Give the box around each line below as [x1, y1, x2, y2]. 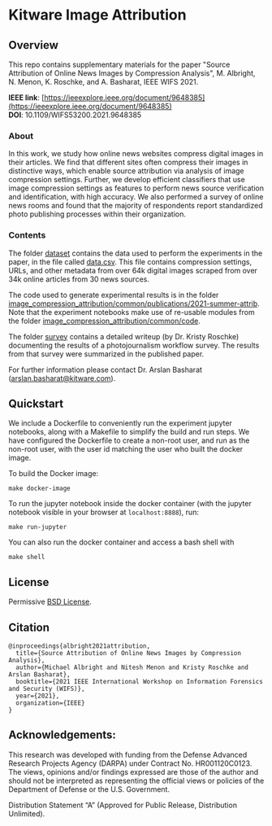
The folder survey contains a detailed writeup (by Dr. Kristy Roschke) [8, 331, 240, 341]
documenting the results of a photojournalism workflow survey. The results [8, 340, 260, 350]
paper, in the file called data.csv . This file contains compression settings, [8, 256, 253, 266]
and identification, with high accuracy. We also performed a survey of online [8, 192, 264, 202]
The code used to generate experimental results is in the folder [8, 290, 219, 299]
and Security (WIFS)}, [8, 685, 85, 693]
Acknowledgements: [8, 728, 116, 742]
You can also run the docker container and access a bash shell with [8, 537, 235, 547]
